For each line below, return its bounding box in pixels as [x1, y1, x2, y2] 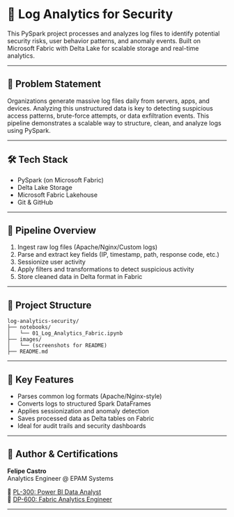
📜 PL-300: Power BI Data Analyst [7, 487, 102, 496]
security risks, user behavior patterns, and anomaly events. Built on [7, 36, 201, 45]
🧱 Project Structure [7, 299, 92, 311]
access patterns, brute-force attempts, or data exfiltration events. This [7, 111, 210, 120]
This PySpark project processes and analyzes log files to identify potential [7, 29, 220, 38]
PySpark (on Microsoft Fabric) [17, 175, 104, 184]
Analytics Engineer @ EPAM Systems [7, 474, 114, 482]
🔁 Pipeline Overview [7, 224, 96, 236]
